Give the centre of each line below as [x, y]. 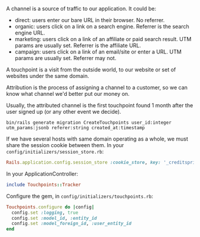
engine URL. [30, 33]
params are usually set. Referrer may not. [65, 58]
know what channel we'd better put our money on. [68, 94]
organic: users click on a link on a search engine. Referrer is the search [102, 26]
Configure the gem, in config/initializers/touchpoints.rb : [80, 196]
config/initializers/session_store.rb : [55, 152]
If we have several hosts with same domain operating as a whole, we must [97, 139]
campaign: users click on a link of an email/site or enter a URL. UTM [98, 52]
